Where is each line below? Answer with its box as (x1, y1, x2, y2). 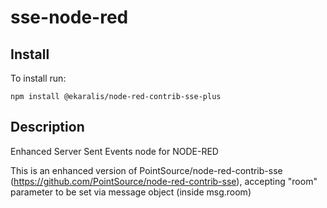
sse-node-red (10, 6, 129, 29)
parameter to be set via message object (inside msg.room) (10, 186, 252, 198)
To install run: (10, 72, 67, 84)
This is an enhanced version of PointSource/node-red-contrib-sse (10, 164, 283, 176)
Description (10, 119, 85, 136)
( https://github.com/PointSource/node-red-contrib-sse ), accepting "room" (10, 175, 318, 187)
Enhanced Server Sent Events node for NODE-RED (10, 145, 219, 157)
